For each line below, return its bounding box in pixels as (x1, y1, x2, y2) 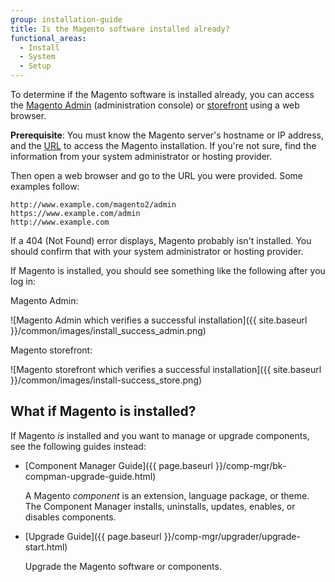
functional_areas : (10, 33, 87, 43)
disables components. (24, 511, 117, 523)
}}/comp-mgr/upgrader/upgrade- (163, 530, 301, 542)
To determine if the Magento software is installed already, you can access (10, 89, 315, 100)
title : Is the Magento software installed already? (10, 24, 230, 34)
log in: (10, 276, 37, 287)
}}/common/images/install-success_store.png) (10, 374, 203, 386)
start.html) (24, 541, 68, 553)
